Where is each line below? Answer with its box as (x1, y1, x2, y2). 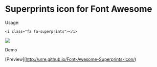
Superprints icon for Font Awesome (5, 3, 153, 15)
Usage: (5, 20, 20, 25)
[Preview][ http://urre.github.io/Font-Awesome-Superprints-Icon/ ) (5, 56, 136, 62)
